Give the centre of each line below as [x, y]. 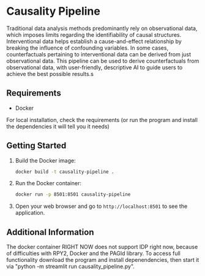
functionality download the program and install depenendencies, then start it [103, 260]
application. [30, 213]
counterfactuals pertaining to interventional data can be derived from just [99, 54]
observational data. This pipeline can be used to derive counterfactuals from [103, 61]
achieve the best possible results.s [50, 74]
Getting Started [36, 146]
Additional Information [50, 232]
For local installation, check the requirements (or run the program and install [102, 120]
